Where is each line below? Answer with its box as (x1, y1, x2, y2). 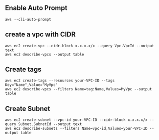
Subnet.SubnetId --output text (18, 122, 82, 127)
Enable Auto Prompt (5, 4, 68, 12)
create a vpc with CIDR (5, 30, 76, 39)
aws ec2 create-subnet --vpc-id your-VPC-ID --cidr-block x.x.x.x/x (5, 117, 148, 122)
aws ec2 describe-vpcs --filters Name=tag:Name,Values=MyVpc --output (5, 87, 152, 92)
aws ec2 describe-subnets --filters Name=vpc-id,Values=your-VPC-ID (5, 126, 148, 131)
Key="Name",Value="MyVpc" (5, 83, 58, 87)
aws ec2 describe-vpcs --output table (5, 52, 84, 57)
